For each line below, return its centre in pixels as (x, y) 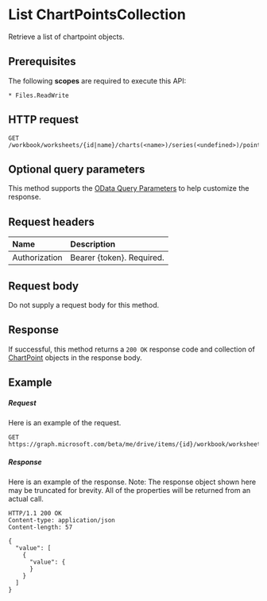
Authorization (37, 258)
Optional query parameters (77, 169)
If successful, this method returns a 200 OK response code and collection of (132, 349)
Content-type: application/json (62, 521)
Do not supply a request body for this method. (84, 305)
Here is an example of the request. (65, 423)
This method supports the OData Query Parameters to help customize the (129, 188)
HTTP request (44, 120)
